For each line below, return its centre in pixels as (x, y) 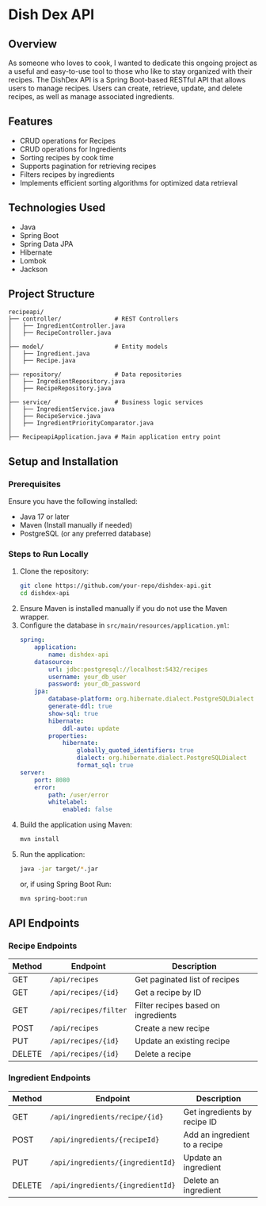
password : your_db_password (95, 684)
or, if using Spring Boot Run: (66, 884)
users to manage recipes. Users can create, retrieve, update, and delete (125, 88)
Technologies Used (57, 208)
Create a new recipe (172, 1028)
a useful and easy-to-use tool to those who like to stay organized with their (131, 71)
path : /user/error (79, 795)
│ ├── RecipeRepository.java (60, 389)
